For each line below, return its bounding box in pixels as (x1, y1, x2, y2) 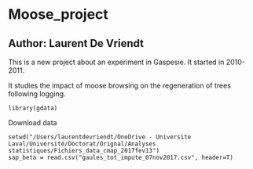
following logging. (8, 89, 66, 99)
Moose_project (8, 5, 108, 23)
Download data (8, 118, 57, 127)
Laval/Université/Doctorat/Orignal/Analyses (8, 140, 156, 148)
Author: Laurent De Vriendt (8, 37, 144, 50)
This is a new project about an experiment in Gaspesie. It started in (8, 57, 225, 67)
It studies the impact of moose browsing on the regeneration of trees (8, 81, 232, 90)
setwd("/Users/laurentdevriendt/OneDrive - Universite (8, 133, 192, 141)
